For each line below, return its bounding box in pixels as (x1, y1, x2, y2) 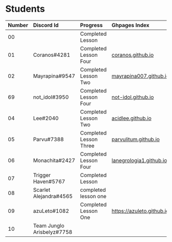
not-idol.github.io (112, 93, 154, 100)
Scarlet (33, 186, 51, 193)
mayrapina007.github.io (112, 72, 170, 79)
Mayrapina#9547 (33, 72, 75, 79)
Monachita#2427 (33, 157, 75, 164)
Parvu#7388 (33, 136, 64, 143)
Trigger (33, 171, 51, 179)
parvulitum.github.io (112, 136, 160, 143)
